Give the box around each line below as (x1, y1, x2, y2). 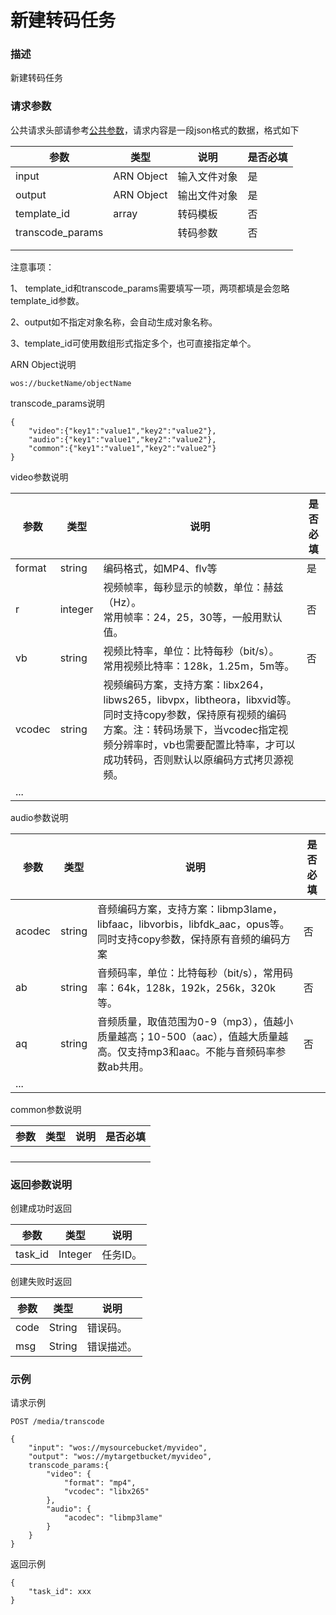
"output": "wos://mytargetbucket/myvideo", (28, 1452, 213, 1462)
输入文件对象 (177, 169, 238, 183)
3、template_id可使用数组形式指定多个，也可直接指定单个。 (10, 337, 257, 349)
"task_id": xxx (28, 1587, 92, 1597)
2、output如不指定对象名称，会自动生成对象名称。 (10, 316, 218, 328)
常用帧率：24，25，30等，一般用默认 (103, 610, 283, 624)
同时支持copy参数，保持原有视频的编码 (103, 707, 287, 721)
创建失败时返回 (10, 1276, 72, 1288)
